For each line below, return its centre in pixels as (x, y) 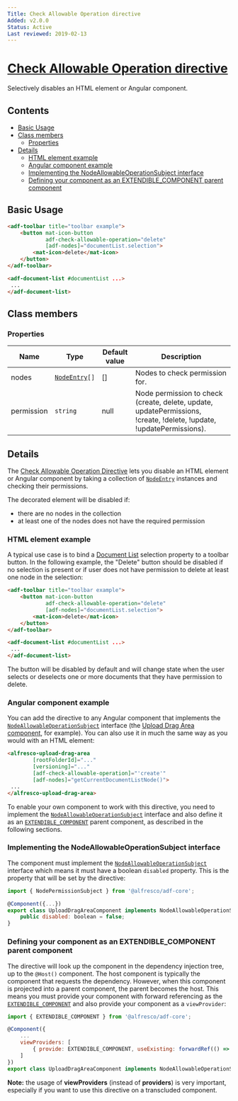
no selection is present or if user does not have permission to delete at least (118, 570)
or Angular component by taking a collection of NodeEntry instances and (112, 479)
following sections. (35, 829)
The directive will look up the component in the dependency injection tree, (116, 966)
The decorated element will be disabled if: (69, 500)
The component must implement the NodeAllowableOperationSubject (107, 863)
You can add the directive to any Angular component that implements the (114, 718)
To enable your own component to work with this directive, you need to (111, 806)
